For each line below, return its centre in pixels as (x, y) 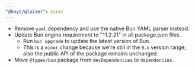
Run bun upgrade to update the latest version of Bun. (87, 41)
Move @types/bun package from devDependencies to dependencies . (94, 60)
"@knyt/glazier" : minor (35, 11)
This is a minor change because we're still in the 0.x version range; (104, 47)
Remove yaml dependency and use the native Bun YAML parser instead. (102, 28)
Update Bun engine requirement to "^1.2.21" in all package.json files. (97, 34)
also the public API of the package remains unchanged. (90, 53)
